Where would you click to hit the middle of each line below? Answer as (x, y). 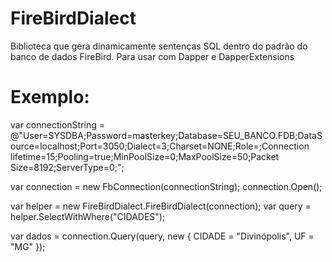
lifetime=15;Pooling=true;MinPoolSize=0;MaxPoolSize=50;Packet (145, 156)
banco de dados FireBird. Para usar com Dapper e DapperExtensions (152, 56)
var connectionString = (58, 124)
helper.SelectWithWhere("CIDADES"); (88, 216)
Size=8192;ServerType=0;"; (67, 167)
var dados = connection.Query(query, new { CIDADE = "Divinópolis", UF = (162, 236)
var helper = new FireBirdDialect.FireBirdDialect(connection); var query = (161, 206)
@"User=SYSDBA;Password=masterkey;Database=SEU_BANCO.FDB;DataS (166, 135)
